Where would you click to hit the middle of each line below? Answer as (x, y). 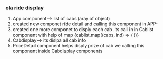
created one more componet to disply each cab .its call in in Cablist (83, 29)
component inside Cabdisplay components (57, 51)
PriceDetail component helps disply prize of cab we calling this (78, 46)
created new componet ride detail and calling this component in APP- (85, 24)
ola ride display (25, 8)
